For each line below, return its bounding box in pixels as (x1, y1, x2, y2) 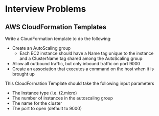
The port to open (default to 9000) (12, 106, 82, 111)
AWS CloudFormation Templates (5, 23, 107, 31)
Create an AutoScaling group (12, 45, 71, 51)
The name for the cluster (12, 100, 62, 106)
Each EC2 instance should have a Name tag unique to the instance (19, 50, 154, 56)
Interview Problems (5, 3, 87, 15)
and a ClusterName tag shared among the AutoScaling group (19, 56, 143, 61)
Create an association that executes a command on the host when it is (12, 66, 154, 72)
